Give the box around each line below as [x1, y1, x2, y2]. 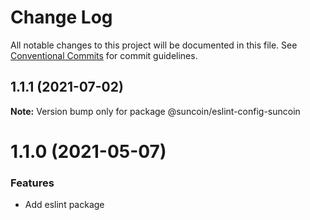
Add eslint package [24, 199, 105, 211]
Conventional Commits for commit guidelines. [10, 49, 198, 61]
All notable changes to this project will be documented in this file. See [10, 39, 298, 51]
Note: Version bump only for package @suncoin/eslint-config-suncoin [10, 105, 301, 117]
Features [10, 176, 55, 190]
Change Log [10, 6, 113, 29]
